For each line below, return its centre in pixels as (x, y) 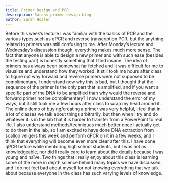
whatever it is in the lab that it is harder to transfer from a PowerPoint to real (84, 120)
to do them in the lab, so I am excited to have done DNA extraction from (80, 130)
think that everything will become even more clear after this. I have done (80, 141)
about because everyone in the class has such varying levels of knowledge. (84, 173)
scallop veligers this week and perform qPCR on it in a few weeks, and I (80, 136)
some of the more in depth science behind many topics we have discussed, (84, 163)
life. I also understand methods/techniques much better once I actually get (83, 125)
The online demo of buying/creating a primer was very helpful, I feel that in (83, 109)
